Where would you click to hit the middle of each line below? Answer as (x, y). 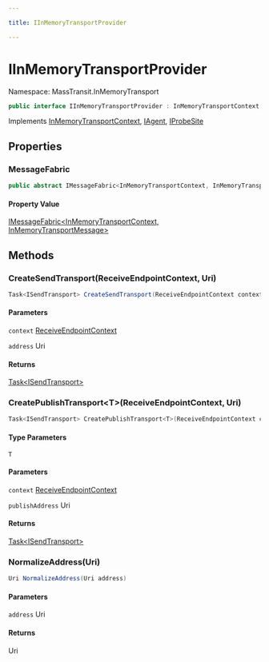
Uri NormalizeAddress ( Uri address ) (68, 579)
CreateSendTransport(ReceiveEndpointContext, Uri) (112, 278)
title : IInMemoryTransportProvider (68, 22)
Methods (31, 255)
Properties (35, 146)
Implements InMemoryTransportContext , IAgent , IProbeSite (106, 122)
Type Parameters (38, 437)
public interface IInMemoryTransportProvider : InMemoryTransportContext (134, 106)
